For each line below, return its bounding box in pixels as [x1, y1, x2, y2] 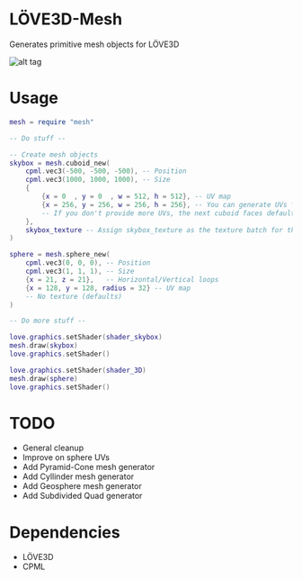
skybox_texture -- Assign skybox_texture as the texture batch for [25, 225, 283, 234]
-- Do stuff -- [9, 133, 67, 143]
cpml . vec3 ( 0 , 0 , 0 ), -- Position [25, 258, 151, 267]
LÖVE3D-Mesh [9, 9, 123, 30]
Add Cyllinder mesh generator [22, 471, 135, 482]
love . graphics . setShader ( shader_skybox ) [9, 333, 164, 342]
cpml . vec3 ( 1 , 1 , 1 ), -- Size [25, 267, 135, 276]
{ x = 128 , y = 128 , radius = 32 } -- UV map [25, 284, 191, 293]
